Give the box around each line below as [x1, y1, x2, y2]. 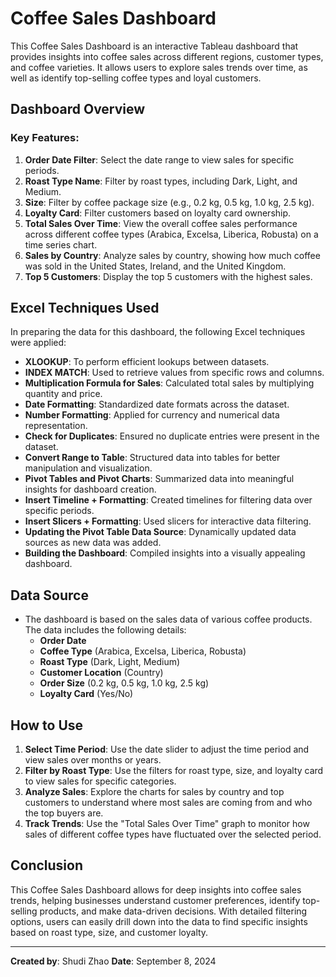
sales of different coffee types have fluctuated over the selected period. [24, 828, 322, 841]
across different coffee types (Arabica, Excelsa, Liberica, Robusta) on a [24, 228, 319, 240]
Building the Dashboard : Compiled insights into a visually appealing [24, 547, 306, 559]
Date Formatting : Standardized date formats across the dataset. [24, 398, 290, 411]
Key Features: [10, 131, 80, 145]
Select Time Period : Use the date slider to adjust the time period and [24, 743, 310, 756]
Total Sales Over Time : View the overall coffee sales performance [24, 217, 298, 229]
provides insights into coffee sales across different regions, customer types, [10, 50, 324, 62]
